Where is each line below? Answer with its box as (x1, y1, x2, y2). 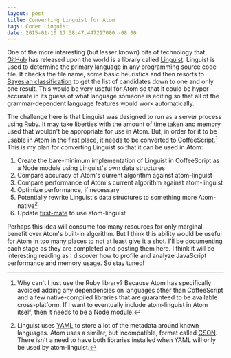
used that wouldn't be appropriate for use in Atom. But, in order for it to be (7, 127, 218, 136)
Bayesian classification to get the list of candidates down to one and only (7, 77, 214, 86)
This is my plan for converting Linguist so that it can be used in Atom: (7, 143, 203, 151)
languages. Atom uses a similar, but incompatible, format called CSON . (16, 328, 218, 337)
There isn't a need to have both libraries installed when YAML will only (16, 335, 217, 344)
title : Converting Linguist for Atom (7, 17, 115, 23)
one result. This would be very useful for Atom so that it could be (7, 85, 191, 93)
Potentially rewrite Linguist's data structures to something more (16, 193, 197, 201)
